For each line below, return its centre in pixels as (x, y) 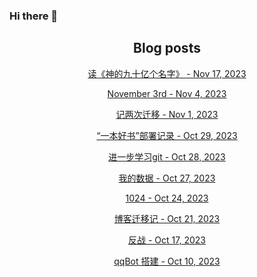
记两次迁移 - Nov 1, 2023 (167, 114)
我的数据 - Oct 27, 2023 (167, 178)
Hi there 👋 (34, 16)
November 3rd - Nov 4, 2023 (167, 93)
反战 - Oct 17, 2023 (167, 240)
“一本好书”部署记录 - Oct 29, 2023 (167, 135)
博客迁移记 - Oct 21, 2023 (167, 218)
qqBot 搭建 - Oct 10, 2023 (167, 261)
